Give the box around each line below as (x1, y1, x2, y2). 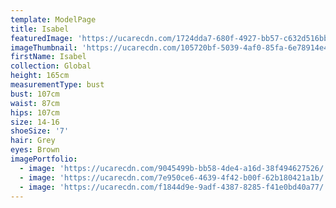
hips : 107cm (10, 107, 60, 118)
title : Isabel (10, 24, 70, 34)
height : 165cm (10, 71, 70, 81)
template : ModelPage (10, 14, 97, 25)
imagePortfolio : (10, 154, 78, 164)
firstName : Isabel (10, 52, 87, 62)
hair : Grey (10, 136, 56, 146)
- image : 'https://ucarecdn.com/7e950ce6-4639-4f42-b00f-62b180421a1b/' (19, 172, 329, 183)
